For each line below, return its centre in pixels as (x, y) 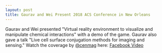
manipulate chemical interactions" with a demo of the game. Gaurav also (81, 34)
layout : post (19, 10)
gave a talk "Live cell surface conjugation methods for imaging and (75, 40)
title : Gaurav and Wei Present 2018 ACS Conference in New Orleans (78, 15)
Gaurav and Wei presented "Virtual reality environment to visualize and (79, 29)
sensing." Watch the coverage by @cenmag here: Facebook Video (74, 45)
